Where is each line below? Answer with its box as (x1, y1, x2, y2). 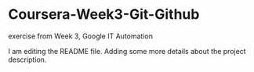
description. (8, 55, 47, 64)
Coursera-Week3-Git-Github (8, 5, 200, 23)
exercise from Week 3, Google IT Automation (8, 31, 153, 41)
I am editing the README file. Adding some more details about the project (8, 46, 246, 56)
